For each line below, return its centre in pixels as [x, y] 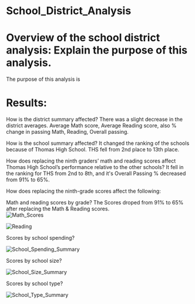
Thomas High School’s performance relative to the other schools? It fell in [95, 167]
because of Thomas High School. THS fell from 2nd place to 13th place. [93, 150]
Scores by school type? [35, 283]
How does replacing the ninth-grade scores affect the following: [84, 191]
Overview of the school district [83, 38]
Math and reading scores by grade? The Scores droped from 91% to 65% [95, 203]
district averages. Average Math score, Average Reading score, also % [92, 125]
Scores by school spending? [41, 238]
